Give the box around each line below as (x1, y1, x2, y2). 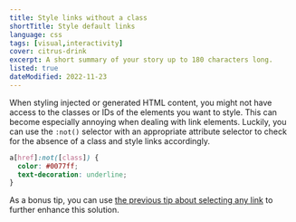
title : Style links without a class (9, 13, 148, 23)
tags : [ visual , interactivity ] (9, 38, 124, 48)
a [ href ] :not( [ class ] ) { (9, 153, 100, 162)
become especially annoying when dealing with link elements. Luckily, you (9, 116, 287, 127)
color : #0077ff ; (17, 161, 79, 170)
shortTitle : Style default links (9, 22, 136, 31)
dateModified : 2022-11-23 (9, 72, 107, 82)
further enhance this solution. (9, 205, 119, 216)
